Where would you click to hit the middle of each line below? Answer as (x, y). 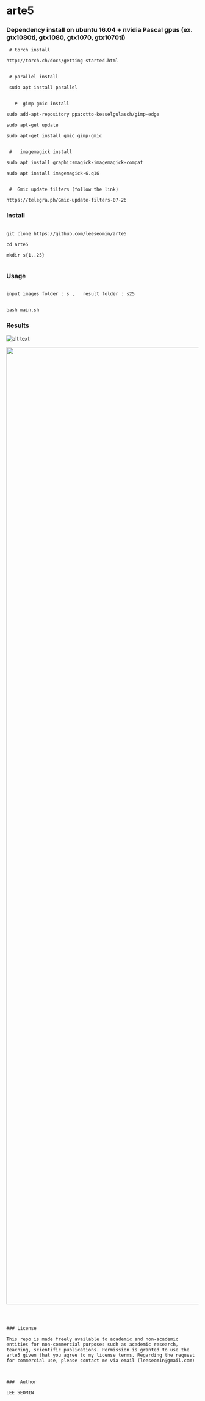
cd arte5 (17, 244)
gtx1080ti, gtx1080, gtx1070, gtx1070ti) (66, 37)
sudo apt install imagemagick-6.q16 (53, 173)
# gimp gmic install (42, 104)
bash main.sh (23, 310)
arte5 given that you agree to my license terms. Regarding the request (101, 1355)
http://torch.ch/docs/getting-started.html (63, 61)
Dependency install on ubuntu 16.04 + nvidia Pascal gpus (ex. (100, 30)
